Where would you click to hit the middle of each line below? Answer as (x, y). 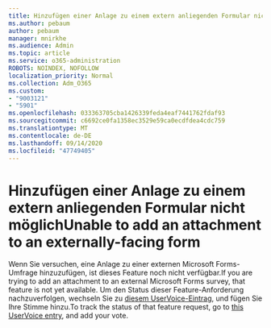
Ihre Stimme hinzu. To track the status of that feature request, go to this (126, 307)
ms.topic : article (39, 53)
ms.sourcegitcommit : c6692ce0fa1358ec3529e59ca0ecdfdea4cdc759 (117, 121)
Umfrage (23, 273)
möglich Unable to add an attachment (135, 224)
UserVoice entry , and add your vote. (69, 316)
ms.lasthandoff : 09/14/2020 (56, 143)
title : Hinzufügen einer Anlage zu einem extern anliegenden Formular (129, 16)
